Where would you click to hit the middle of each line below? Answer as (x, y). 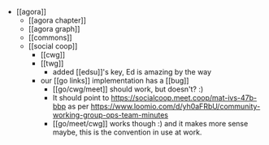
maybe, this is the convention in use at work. (127, 132)
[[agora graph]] (54, 29)
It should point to (81, 98)
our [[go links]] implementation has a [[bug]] (115, 81)
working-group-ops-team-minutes (111, 115)
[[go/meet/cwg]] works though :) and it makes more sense (150, 124)
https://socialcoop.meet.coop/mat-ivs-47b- (184, 98)
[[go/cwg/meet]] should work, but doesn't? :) (128, 89)
